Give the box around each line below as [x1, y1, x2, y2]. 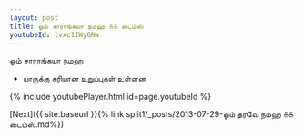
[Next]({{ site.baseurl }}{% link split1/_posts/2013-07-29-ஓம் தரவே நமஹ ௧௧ [9, 109, 294, 120]
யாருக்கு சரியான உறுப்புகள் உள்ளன [22, 73, 146, 84]
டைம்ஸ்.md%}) [9, 119, 65, 130]
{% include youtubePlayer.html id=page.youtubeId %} [9, 92, 212, 103]
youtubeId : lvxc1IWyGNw [9, 30, 100, 39]
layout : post [9, 13, 59, 23]
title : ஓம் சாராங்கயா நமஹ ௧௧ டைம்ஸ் [9, 22, 144, 31]
